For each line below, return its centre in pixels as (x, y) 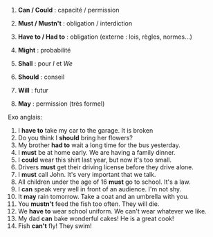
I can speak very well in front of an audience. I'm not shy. (100, 189)
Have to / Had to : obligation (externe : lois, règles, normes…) (105, 37)
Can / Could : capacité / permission (68, 10)
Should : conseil (41, 77)
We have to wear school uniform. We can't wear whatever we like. (112, 211)
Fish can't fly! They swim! (55, 226)
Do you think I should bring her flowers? (75, 138)
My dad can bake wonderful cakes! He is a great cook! (96, 218)
